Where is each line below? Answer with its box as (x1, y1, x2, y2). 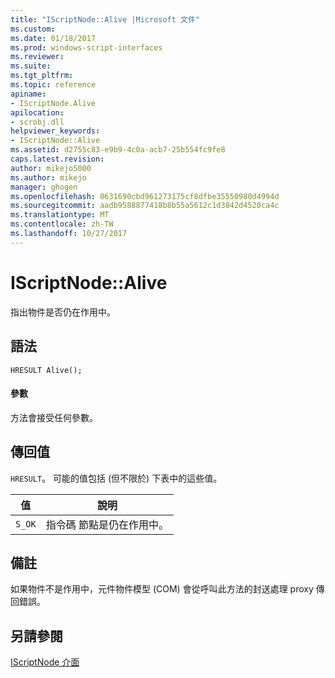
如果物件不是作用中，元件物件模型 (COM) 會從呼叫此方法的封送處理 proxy (10, 583, 314, 595)
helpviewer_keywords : (10, 126, 101, 136)
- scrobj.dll (10, 117, 65, 127)
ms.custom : (10, 24, 56, 34)
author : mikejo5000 (10, 163, 92, 173)
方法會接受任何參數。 (10, 411, 98, 423)
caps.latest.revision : (10, 154, 105, 164)
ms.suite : (10, 61, 52, 71)
